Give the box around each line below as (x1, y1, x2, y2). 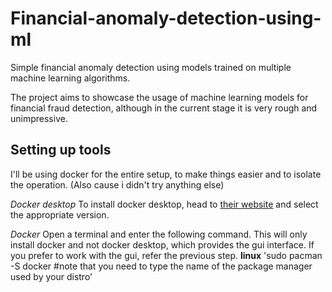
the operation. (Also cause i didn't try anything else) (10, 178, 225, 191)
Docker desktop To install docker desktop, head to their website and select (10, 198, 319, 210)
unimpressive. (10, 112, 68, 124)
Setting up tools (10, 142, 112, 159)
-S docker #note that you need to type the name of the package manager (10, 260, 313, 272)
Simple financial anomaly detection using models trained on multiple (10, 61, 292, 73)
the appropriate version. (10, 208, 110, 221)
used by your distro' (10, 270, 93, 282)
